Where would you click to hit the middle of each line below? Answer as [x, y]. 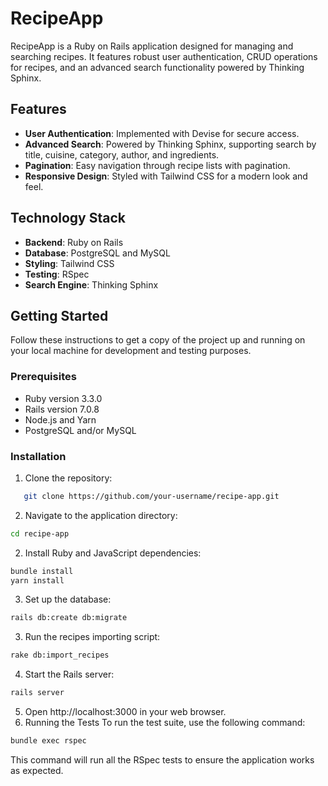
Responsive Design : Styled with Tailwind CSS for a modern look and [166, 176]
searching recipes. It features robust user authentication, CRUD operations [164, 56]
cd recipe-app [40, 533]
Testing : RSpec [57, 274]
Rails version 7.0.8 [62, 409]
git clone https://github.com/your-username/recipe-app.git [151, 496]
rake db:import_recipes [60, 655]
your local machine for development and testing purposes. [131, 351]
